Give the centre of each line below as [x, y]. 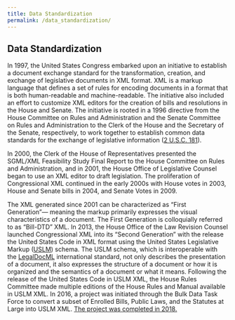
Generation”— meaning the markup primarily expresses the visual [102, 212]
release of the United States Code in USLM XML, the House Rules [102, 279]
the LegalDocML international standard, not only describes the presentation [116, 257]
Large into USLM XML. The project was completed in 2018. [92, 309]
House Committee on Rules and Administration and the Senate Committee [114, 118]
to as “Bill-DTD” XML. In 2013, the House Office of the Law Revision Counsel [117, 227]
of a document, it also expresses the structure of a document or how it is [112, 265]
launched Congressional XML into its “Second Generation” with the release [116, 234]
